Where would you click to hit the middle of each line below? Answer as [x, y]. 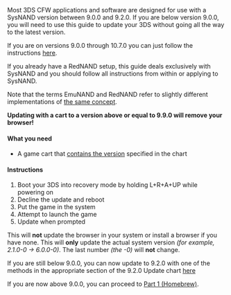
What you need [29, 138]
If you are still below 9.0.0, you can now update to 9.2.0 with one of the [109, 263]
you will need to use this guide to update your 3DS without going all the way [116, 25]
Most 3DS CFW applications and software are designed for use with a [107, 10]
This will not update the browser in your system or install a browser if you [112, 235]
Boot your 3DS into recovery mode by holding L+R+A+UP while [107, 185]
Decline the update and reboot [61, 199]
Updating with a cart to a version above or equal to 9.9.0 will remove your [115, 115]
